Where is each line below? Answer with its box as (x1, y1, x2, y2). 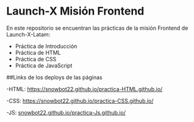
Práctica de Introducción (15, 42, 77, 50)
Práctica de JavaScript (15, 62, 73, 69)
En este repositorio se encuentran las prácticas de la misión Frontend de (6, 24, 189, 32)
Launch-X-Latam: (6, 30, 51, 38)
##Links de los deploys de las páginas (6, 73, 102, 81)
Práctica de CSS (15, 55, 57, 63)
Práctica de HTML (15, 49, 61, 56)
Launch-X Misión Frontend (6, 4, 145, 18)
